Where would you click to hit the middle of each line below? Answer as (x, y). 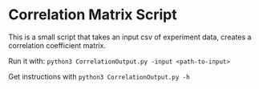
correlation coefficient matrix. (57, 45)
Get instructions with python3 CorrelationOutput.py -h (99, 76)
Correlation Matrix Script (93, 15)
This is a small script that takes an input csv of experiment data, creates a (130, 37)
